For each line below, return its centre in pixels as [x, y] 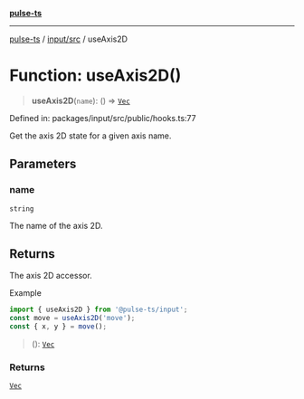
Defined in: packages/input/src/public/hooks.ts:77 [103, 118]
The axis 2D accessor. [51, 276]
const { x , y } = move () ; [58, 327]
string [22, 209]
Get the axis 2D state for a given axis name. [90, 136]
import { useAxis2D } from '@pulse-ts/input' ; [99, 310]
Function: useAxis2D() [95, 76]
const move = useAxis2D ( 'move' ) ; [72, 318]
